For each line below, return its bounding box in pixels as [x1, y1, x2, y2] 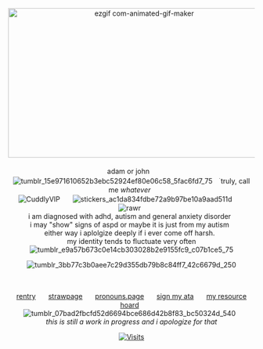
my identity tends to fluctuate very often [67, 237, 196, 245]
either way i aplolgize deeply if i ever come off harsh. [44, 228, 215, 238]
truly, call [220, 176, 250, 185]
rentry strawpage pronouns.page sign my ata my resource [16, 292, 247, 300]
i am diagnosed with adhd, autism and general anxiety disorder [27, 212, 232, 220]
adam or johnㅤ [106, 166, 157, 176]
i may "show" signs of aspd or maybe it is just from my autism [30, 220, 229, 229]
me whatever [108, 185, 151, 194]
